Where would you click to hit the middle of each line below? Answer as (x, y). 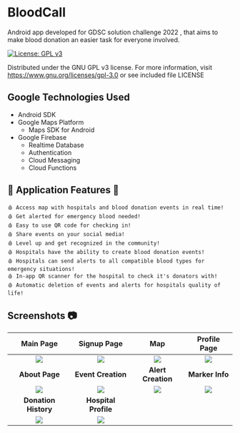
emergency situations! (41, 269)
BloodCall (37, 12)
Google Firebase (42, 137)
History (39, 409)
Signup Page (100, 344)
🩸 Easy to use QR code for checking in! (69, 225)
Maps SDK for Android (61, 130)
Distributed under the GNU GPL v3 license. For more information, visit (110, 67)
